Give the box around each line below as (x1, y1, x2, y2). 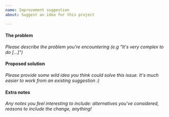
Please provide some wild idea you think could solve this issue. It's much (5, 72, 159, 78)
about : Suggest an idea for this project (5, 12, 95, 17)
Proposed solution (5, 61, 45, 67)
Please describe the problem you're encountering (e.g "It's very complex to (5, 44, 164, 50)
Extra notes (5, 89, 31, 95)
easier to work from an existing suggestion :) (5, 77, 100, 83)
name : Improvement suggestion (5, 7, 70, 13)
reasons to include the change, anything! (5, 106, 92, 112)
